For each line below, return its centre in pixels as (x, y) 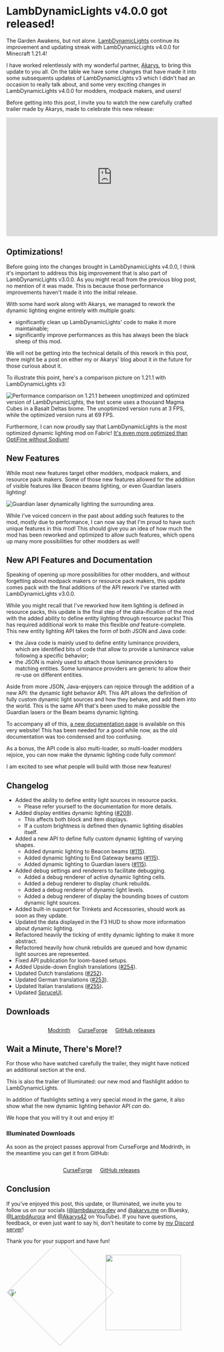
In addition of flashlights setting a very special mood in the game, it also (96, 1100)
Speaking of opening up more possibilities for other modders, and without (98, 575)
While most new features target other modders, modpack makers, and (94, 473)
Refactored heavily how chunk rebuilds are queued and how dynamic (101, 948)
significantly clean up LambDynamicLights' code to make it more (95, 322)
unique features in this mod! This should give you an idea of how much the (99, 528)
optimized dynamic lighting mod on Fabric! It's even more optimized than (97, 433)
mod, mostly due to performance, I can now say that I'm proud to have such (101, 522)
